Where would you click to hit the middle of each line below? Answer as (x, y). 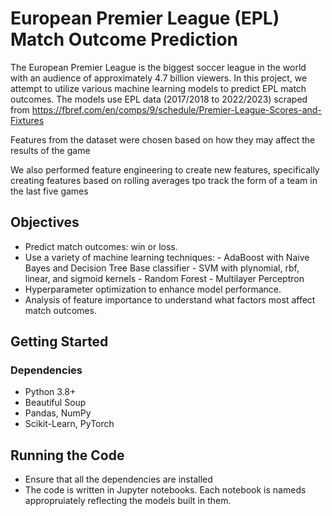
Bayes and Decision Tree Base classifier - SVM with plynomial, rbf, (162, 268)
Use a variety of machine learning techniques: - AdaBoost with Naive (167, 257)
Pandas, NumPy (58, 413)
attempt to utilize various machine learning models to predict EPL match (158, 88)
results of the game (50, 150)
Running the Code (67, 455)
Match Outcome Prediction (124, 39)
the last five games (49, 191)
